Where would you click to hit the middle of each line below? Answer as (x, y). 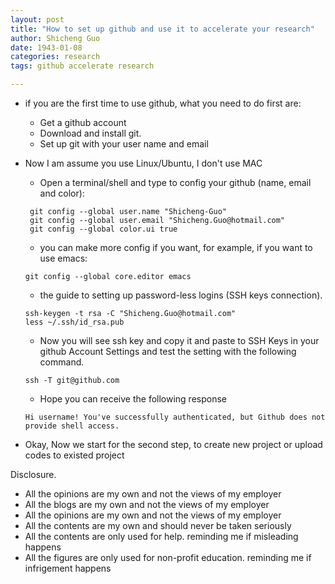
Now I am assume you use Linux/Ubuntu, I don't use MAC (143, 163)
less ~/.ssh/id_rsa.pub (74, 322)
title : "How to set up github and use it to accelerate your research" (162, 29)
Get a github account (83, 122)
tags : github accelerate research (82, 66)
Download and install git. (90, 133)
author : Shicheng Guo (55, 38)
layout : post (37, 19)
